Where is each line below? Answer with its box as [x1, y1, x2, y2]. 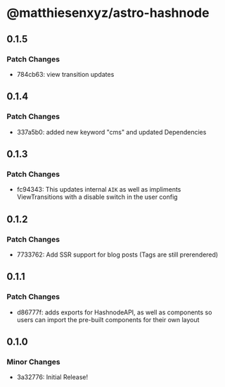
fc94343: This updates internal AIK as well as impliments [16, 185, 181, 194]
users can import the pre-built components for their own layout [16, 315, 200, 324]
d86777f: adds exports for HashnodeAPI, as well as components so [16, 308, 212, 317]
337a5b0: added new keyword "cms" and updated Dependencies [16, 128, 207, 136]
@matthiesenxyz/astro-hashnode [6, 5, 210, 21]
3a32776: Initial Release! [16, 373, 89, 381]
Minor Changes [6, 357, 60, 367]
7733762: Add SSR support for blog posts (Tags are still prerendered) [16, 250, 219, 259]
